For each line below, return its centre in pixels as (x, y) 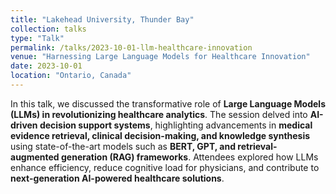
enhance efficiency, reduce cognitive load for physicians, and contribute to (165, 167)
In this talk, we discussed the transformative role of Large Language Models (168, 103)
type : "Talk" (37, 38)
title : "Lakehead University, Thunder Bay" (102, 19)
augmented (35, 157)
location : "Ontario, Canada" (71, 76)
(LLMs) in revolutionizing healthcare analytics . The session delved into (159, 114)
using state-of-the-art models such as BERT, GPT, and (123, 146)
